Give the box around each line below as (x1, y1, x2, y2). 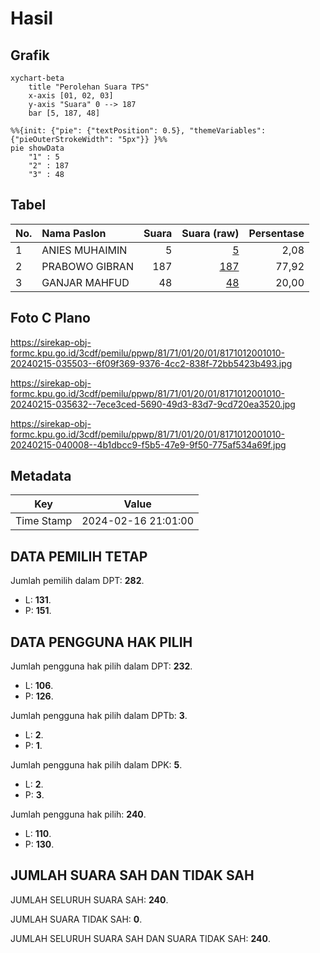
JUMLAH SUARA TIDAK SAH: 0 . (10, 913, 143, 925)
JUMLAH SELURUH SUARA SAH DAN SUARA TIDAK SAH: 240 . (10, 932, 272, 944)
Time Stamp (15, 514, 73, 528)
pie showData (10, 143, 65, 153)
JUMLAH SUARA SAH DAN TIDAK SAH (10, 867, 255, 884)
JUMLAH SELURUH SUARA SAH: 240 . (10, 893, 169, 906)
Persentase (248, 226, 305, 240)
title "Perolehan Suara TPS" (28, 82, 150, 92)
